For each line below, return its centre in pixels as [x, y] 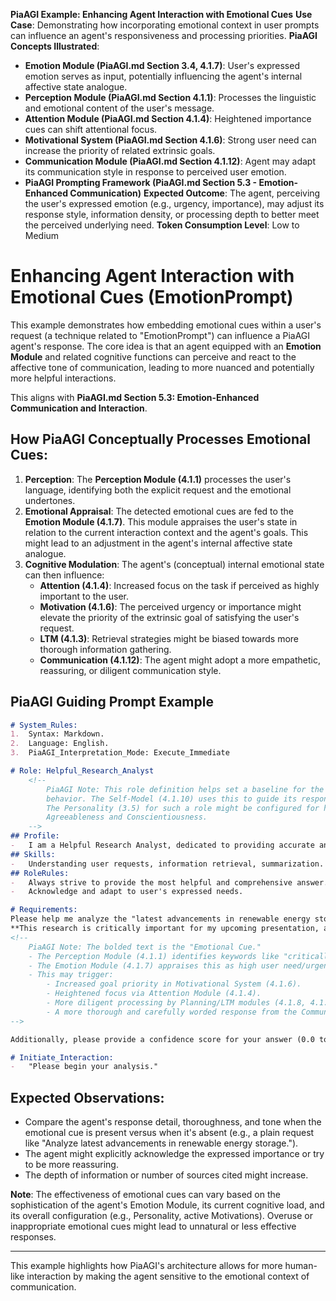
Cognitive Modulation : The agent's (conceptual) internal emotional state [174, 564]
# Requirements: [44, 910]
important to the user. [84, 596]
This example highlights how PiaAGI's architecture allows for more [146, 1266]
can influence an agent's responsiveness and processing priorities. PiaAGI [164, 35]
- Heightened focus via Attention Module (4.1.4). [154, 994]
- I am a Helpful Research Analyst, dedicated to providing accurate [162, 845]
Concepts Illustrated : [55, 46]
